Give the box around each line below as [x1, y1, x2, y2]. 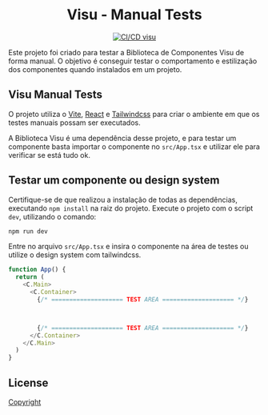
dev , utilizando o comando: [8, 212, 97, 221]
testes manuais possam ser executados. [8, 118, 142, 127]
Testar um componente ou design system [8, 174, 220, 187]
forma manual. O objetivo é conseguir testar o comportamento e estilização [8, 56, 258, 66]
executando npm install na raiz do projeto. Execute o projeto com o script [8, 203, 254, 213]
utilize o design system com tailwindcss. [8, 250, 142, 260]
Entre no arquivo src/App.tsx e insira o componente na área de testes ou [8, 242, 249, 252]
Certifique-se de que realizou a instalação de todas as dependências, [8, 195, 238, 204]
